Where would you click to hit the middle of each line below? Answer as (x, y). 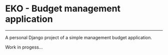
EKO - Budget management (63, 9)
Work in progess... (24, 47)
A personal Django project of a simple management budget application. (79, 37)
